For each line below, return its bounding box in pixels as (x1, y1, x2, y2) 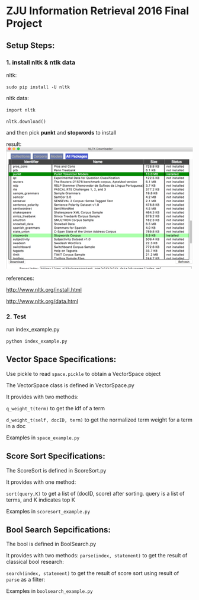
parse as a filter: (6, 576, 46, 583)
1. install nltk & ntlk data (6, 58, 76, 66)
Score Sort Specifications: (6, 451, 105, 461)
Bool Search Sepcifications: (6, 525, 111, 535)
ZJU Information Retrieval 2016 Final (6, 4, 190, 18)
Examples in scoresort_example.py (6, 508, 91, 515)
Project (6, 17, 43, 30)
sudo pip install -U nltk (6, 84, 70, 90)
